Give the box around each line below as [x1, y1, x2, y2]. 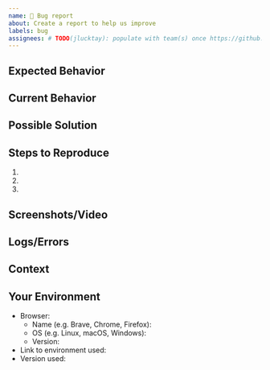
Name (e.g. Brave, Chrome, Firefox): [31, 319, 152, 330]
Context [8, 262, 50, 276]
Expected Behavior [8, 64, 106, 77]
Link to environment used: [19, 345, 107, 355]
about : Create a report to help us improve [8, 19, 157, 27]
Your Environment [8, 290, 100, 303]
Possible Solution [8, 118, 98, 133]
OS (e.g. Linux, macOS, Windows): [31, 328, 147, 338]
